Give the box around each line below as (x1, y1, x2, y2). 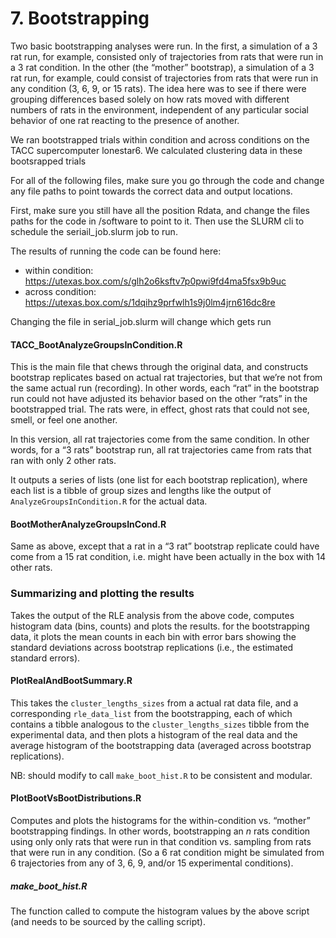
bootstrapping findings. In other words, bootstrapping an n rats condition (10, 825, 311, 837)
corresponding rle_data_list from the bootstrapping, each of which (10, 707, 293, 719)
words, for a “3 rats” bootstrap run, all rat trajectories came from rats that (10, 444, 312, 456)
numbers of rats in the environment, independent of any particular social (10, 103, 309, 116)
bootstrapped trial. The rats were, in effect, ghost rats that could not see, (10, 403, 310, 416)
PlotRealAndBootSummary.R (10, 675, 133, 687)
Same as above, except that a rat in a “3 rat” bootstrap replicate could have (10, 540, 320, 552)
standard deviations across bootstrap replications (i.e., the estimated (10, 641, 294, 653)
